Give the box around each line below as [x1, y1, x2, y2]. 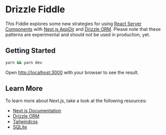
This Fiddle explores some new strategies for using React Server [5, 21, 142, 27]
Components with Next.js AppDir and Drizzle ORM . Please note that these [5, 26, 161, 32]
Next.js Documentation [12, 108, 61, 114]
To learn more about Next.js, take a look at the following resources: [5, 98, 147, 104]
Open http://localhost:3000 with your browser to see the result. [5, 69, 139, 75]
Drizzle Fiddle [5, 4, 65, 15]
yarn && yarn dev [5, 60, 43, 65]
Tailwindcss [12, 119, 38, 125]
